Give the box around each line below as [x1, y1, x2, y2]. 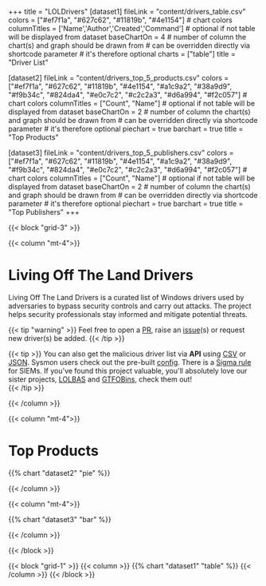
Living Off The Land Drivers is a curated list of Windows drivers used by [8, 292, 244, 302]
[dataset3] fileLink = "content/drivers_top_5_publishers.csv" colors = [8, 148, 234, 157]
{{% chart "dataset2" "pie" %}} [8, 468, 111, 477]
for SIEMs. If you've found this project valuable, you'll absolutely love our [8, 366, 248, 375]
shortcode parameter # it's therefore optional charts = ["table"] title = [8, 49, 237, 58]
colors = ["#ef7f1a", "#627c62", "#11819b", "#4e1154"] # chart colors [8, 15, 233, 25]
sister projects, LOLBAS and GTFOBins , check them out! [8, 374, 193, 384]
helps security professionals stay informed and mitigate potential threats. [8, 309, 248, 319]
